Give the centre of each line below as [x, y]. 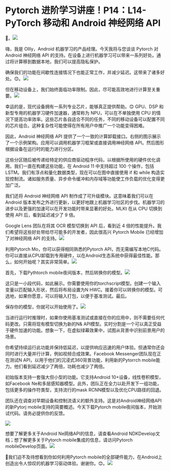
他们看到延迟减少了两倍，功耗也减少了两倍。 [60, 366]
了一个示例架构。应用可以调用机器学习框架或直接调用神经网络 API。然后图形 [85, 142]
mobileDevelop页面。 [28, 446]
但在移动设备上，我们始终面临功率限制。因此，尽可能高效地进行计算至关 [80, 89]
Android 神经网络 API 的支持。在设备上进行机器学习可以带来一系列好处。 [81, 55]
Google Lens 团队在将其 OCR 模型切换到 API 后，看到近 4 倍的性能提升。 [81, 226]
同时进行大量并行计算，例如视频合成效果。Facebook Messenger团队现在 [81, 353]
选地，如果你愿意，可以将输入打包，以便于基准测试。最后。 [67, 296]
